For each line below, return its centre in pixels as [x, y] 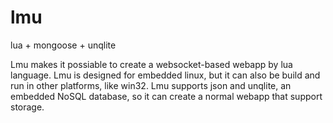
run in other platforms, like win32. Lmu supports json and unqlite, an [151, 85]
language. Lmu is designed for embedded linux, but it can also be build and [165, 75]
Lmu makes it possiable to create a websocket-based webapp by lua [151, 64]
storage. [27, 107]
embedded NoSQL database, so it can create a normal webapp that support [166, 96]
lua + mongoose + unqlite [63, 45]
